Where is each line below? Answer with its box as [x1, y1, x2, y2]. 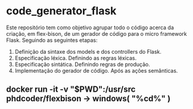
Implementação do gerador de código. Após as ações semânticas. [14, 67, 178, 74]
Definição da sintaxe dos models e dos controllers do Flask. [14, 48, 162, 55]
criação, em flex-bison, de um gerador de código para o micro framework [6, 30, 187, 37]
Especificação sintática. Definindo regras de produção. [14, 61, 150, 68]
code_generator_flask [6, 4, 117, 18]
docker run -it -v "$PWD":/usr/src [6, 85, 136, 95]
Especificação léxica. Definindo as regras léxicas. [14, 54, 137, 61]
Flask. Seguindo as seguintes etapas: [6, 36, 98, 43]
